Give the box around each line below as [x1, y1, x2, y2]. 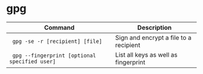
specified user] [9, 58, 56, 64]
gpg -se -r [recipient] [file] [12, 38, 103, 45]
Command [44, 23, 75, 32]
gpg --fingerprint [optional [12, 52, 97, 58]
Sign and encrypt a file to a [115, 33, 192, 42]
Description [137, 23, 172, 32]
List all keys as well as [115, 50, 178, 58]
